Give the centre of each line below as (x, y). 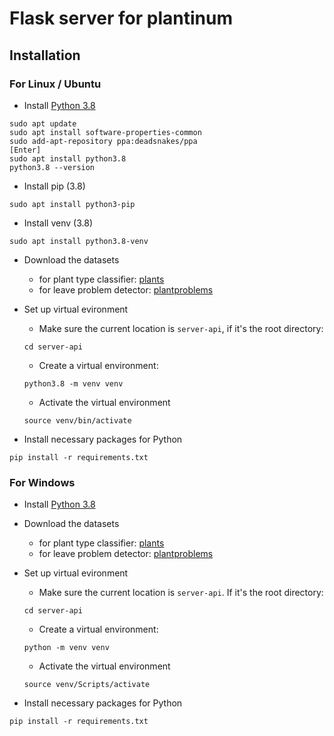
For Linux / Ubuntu (55, 84)
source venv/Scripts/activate (87, 685)
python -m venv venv (66, 648)
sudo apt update (43, 123)
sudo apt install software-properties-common (105, 132)
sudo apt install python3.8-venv (79, 241)
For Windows (42, 482)
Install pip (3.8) (54, 186)
